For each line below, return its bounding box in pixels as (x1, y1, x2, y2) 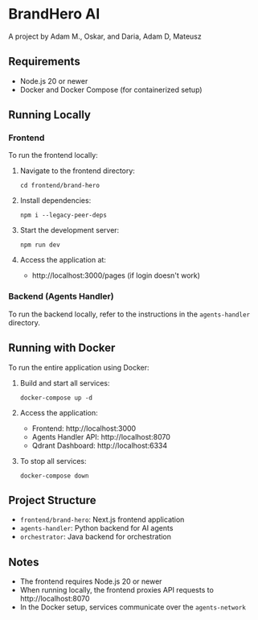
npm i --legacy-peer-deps (19, 211, 107, 220)
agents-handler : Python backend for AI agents (19, 523, 174, 533)
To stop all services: (19, 456, 87, 465)
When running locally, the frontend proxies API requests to (19, 585, 215, 595)
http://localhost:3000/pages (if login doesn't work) (31, 271, 201, 280)
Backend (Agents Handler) (8, 291, 114, 302)
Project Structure (8, 493, 96, 507)
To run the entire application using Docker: (8, 362, 150, 372)
